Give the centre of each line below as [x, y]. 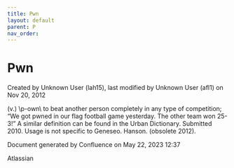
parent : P [22, 27]
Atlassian [20, 158]
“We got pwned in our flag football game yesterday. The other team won [111, 116]
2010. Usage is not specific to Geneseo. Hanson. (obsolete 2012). [102, 131]
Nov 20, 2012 [27, 95]
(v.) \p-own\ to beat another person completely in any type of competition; [115, 109]
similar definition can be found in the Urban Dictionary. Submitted [118, 124]
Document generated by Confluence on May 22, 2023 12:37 [94, 145]
